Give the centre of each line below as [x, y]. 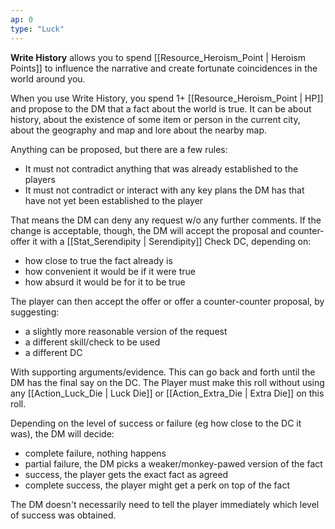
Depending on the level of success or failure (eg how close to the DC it [156, 423]
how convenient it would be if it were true [110, 271]
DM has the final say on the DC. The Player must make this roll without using [167, 382]
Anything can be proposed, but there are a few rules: [119, 149]
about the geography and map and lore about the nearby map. [139, 130]
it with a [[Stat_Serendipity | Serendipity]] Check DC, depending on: [172, 241]
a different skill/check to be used [92, 342]
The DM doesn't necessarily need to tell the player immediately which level [165, 504]
